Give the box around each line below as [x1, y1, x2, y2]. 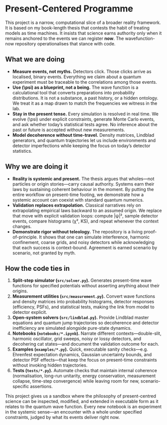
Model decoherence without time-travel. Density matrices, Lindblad [12, 132, 155, 138]
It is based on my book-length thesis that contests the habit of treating [5, 24, 150, 30]
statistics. [12, 148, 32, 154]
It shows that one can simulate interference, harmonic [39, 234, 150, 240]
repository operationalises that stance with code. [14, 40, 116, 46]
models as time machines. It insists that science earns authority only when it [5, 30, 162, 36]
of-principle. [12, 234, 38, 240]
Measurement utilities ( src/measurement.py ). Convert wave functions [12, 293, 156, 299]
